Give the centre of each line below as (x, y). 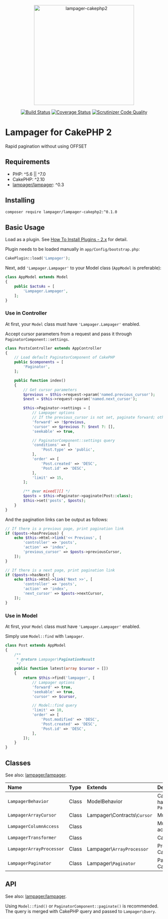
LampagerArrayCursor (32, 815)
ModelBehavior (105, 801)
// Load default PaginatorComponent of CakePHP (64, 358)
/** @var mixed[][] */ (47, 491)
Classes (18, 763)
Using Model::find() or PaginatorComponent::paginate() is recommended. (82, 906)
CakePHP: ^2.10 (28, 179)
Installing (20, 200)
